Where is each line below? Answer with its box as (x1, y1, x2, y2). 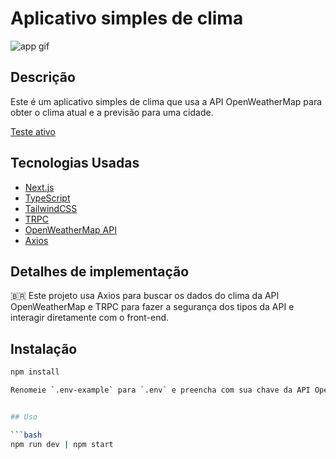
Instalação (10, 340, 78, 357)
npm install (10, 367, 60, 377)
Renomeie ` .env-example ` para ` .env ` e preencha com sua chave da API (10, 385, 311, 396)
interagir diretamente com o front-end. (10, 312, 170, 324)
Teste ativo (10, 125, 56, 137)
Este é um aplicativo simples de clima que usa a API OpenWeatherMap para (10, 95, 323, 107)
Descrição (10, 69, 76, 86)
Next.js (24, 181, 55, 193)
